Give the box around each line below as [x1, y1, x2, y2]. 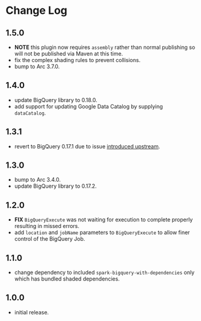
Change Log [5, 4, 67, 17]
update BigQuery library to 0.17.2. [14, 182, 97, 190]
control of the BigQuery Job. [14, 235, 85, 243]
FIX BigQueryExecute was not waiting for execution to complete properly [14, 216, 193, 223]
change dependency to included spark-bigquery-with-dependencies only [14, 269, 195, 276]
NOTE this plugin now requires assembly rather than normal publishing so [14, 43, 196, 51]
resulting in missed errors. [14, 223, 79, 230]
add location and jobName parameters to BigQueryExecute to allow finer [14, 229, 190, 236]
